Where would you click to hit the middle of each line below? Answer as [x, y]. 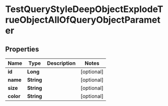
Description [61, 63]
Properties [22, 49]
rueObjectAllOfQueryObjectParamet [83, 20]
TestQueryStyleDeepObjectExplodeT [84, 9]
